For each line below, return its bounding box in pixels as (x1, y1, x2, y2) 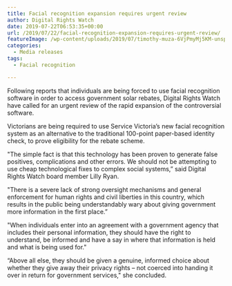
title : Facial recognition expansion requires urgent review (7, 10, 187, 17)
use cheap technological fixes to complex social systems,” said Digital (7, 164, 206, 173)
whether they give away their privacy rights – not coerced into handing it (7, 263, 213, 271)
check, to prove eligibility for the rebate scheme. (7, 136, 145, 145)
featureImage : (7, 36, 48, 43)
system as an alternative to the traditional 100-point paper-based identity (7, 129, 215, 137)
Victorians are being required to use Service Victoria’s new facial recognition (7, 122, 225, 130)
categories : (7, 42, 41, 49)
